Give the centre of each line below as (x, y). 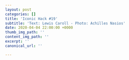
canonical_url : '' (24, 46)
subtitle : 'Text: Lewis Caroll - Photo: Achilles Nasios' (65, 23)
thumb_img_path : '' (25, 32)
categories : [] (21, 14)
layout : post (18, 10)
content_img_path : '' (27, 37)
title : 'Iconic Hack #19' (31, 19)
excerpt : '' (17, 41)
